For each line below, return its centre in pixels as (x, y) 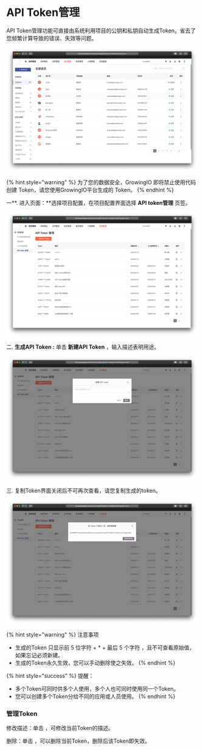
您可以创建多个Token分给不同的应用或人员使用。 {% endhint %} (95, 696)
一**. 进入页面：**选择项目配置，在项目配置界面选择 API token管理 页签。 (99, 202)
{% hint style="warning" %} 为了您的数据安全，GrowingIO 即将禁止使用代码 (101, 182)
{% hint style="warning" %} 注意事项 (53, 635)
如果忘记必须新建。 (39, 655)
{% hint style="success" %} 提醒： (50, 676)
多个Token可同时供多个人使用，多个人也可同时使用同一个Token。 (97, 689)
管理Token (22, 714)
